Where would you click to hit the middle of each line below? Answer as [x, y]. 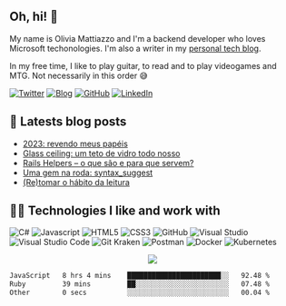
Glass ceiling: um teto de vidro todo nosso [101, 153]
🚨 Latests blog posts [68, 122]
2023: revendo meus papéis [75, 143]
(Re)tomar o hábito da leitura [76, 182]
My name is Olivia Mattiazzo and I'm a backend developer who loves [138, 38]
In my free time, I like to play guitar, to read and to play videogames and [143, 65]
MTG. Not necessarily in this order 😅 [79, 75]
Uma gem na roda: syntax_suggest [88, 173]
